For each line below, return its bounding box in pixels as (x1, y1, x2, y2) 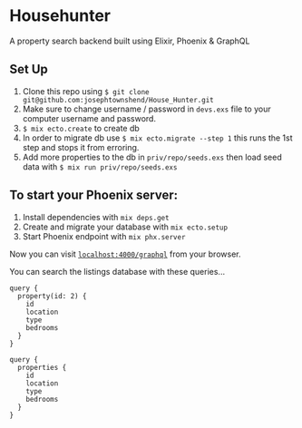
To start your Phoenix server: (9, 188, 179, 203)
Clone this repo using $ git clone (22, 85, 150, 96)
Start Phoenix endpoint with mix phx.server (22, 230, 186, 241)
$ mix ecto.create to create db (22, 122, 141, 133)
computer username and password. (22, 112, 157, 123)
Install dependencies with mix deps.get (22, 211, 170, 222)
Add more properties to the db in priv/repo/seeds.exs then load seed (22, 151, 283, 162)
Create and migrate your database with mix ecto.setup (22, 221, 229, 232)
